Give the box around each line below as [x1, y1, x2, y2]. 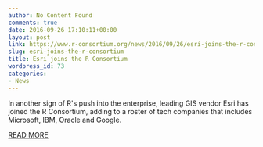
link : [8, 41, 26, 48]
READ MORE [8, 130, 49, 139]
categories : [8, 70, 47, 77]
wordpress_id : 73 [8, 63, 65, 70]
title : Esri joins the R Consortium [8, 56, 128, 63]
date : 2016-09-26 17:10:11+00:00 [8, 26, 117, 34]
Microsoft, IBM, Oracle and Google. [8, 115, 122, 124]
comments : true [8, 19, 58, 27]
